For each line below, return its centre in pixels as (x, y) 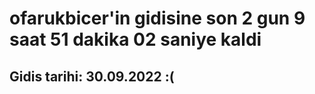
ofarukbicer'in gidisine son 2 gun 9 (157, 18)
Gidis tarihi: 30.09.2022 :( (92, 76)
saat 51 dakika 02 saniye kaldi (135, 39)
